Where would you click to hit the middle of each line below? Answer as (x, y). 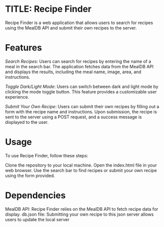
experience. (17, 97)
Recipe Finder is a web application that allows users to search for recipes (79, 23)
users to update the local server (37, 219)
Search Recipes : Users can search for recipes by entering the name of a (78, 61)
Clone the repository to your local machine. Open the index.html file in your (81, 165)
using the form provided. (30, 175)
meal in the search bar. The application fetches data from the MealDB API (79, 66)
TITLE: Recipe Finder (48, 9)
